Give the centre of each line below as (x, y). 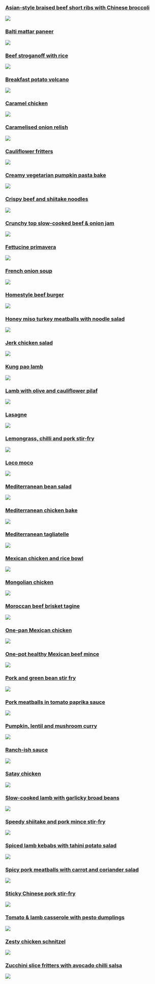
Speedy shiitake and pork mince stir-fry (55, 822)
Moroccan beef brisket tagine (43, 606)
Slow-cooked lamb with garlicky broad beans (62, 798)
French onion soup (29, 271)
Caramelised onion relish (37, 127)
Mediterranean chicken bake (41, 510)
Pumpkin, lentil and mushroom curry (51, 726)
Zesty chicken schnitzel (36, 941)
